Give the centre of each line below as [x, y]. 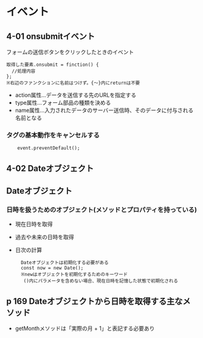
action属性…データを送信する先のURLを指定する [76, 95]
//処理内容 [24, 71]
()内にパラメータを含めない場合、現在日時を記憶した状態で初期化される [101, 281]
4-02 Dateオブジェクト [50, 168]
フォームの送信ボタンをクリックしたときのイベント [70, 52]
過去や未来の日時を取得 [44, 237]
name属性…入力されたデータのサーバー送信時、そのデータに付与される [104, 110]
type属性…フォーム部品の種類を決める [63, 103]
